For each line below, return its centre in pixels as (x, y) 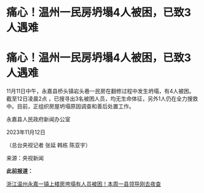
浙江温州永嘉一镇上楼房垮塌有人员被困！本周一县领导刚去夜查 (84, 184)
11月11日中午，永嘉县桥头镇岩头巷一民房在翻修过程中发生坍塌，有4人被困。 (100, 91)
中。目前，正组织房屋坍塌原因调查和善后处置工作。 (70, 107)
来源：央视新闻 (25, 158)
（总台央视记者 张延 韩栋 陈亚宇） (49, 145)
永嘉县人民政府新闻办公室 (38, 119)
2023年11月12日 (26, 132)
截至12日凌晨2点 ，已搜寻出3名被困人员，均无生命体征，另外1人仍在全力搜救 (102, 99)
